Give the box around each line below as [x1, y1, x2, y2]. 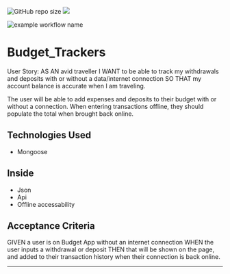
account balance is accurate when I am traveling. [7, 82, 146, 90]
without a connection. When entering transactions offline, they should [7, 102, 204, 110]
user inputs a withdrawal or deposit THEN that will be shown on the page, [7, 245, 214, 253]
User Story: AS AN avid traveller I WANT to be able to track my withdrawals [7, 67, 219, 75]
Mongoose [16, 147, 48, 155]
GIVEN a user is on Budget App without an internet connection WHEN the [7, 238, 214, 247]
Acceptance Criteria [7, 220, 95, 232]
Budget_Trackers [7, 45, 106, 60]
